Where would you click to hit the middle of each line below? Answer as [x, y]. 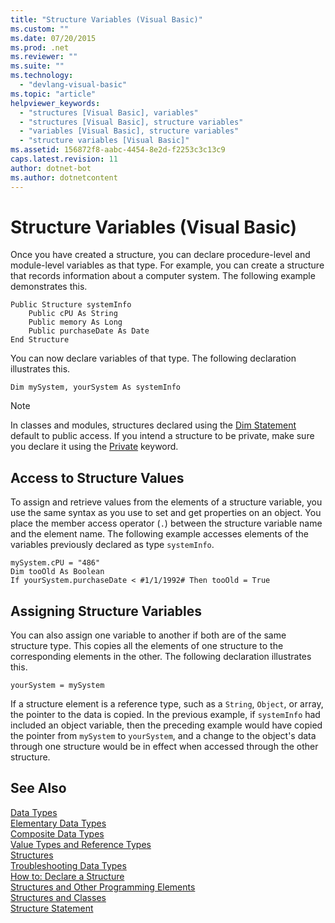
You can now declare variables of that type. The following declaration [153, 358]
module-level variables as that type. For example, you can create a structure [167, 265]
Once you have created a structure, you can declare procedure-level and [160, 255]
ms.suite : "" [37, 66]
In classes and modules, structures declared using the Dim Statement [153, 425]
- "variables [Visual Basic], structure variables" [129, 131]
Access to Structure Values [97, 477]
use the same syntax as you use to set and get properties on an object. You [166, 513]
